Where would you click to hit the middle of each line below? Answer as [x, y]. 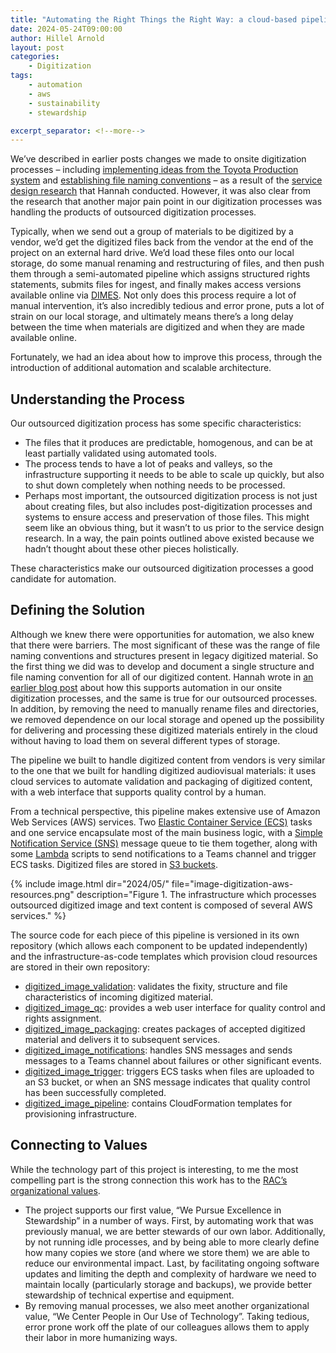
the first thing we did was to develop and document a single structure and [162, 666]
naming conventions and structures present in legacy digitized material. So [164, 655]
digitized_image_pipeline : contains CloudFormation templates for [158, 1103]
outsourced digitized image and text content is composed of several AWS [161, 905]
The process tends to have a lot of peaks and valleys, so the [148, 464]
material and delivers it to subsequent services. [122, 1039]
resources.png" [42, 894]
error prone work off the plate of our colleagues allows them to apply [167, 1327]
